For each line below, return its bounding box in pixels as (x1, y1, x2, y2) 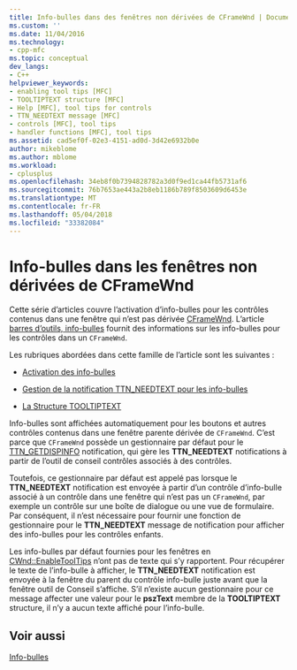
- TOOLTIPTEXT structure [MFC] (9, 95, 125, 104)
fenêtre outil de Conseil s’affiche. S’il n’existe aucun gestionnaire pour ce (9, 584, 274, 595)
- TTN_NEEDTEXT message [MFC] (9, 111, 121, 120)
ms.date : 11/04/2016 (9, 29, 86, 38)
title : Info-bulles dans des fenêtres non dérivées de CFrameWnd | (9, 12, 263, 22)
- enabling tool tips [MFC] (9, 87, 113, 95)
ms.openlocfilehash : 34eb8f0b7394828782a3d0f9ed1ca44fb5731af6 (9, 178, 247, 187)
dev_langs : (9, 63, 49, 72)
